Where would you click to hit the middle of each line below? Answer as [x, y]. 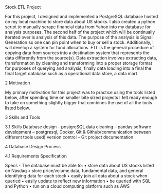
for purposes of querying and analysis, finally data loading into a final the [78, 68]
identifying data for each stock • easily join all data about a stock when [76, 176]
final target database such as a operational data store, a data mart [71, 73]
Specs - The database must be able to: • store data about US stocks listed [80, 165]
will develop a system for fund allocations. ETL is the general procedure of [80, 48]
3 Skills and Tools [23, 117]
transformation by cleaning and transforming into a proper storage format [79, 63]
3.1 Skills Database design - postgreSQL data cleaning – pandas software [78, 127]
